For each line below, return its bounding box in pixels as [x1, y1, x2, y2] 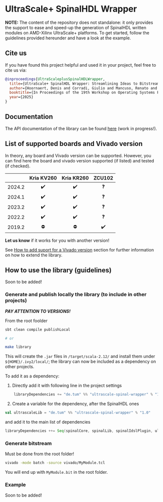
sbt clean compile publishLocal [5, 327, 70, 332]
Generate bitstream [5, 440, 52, 447]
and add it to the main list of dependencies [5, 419, 91, 425]
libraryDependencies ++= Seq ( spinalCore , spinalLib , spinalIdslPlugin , [5, 429, 153, 433]
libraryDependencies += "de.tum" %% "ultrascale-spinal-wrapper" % [14, 392, 153, 397]
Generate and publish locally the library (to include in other [5, 291, 147, 298]
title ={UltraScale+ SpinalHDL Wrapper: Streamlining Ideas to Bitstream [9, 81, 160, 86]
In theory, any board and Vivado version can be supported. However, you [5, 152, 151, 159]
